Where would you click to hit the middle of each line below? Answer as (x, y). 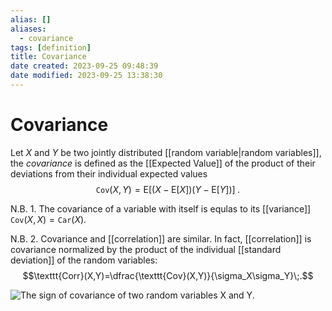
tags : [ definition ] (51, 47)
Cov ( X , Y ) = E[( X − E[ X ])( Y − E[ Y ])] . (168, 189)
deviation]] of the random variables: (84, 260)
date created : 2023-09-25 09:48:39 (84, 66)
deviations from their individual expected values (109, 173)
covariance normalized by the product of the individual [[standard (146, 249)
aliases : (28, 29)
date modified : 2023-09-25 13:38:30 (86, 76)
